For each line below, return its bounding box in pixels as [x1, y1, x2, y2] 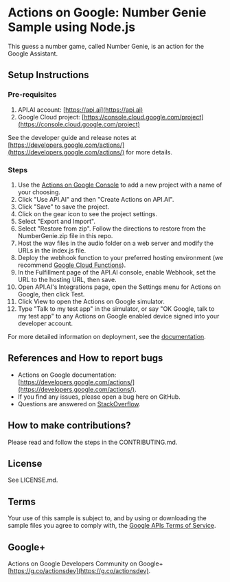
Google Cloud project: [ [17, 113, 84, 121]
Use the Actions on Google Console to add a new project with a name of [17, 181, 222, 189]
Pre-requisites [8, 90, 57, 100]
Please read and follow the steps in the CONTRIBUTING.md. [8, 438, 178, 446]
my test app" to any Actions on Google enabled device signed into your [17, 312, 220, 320]
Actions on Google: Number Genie [8, 5, 207, 21]
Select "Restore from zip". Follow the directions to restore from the [17, 224, 207, 233]
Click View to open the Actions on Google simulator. [17, 297, 165, 305]
